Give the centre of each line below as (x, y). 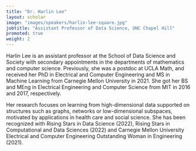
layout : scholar (26, 17)
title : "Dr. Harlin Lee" (36, 12)
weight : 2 (18, 39)
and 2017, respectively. (34, 93)
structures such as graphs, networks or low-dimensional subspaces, (89, 111)
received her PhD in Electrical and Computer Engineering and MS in (88, 75)
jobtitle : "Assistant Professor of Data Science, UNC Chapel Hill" (91, 28)
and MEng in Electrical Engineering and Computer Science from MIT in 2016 (98, 87)
